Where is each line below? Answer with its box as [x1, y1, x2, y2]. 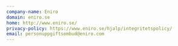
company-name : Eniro [6, 8, 59, 15]
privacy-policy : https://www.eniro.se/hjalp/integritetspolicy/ [6, 25, 173, 32]
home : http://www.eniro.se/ [6, 20, 78, 26]
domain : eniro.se [6, 14, 50, 20]
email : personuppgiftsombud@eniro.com [6, 31, 104, 37]
